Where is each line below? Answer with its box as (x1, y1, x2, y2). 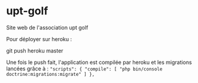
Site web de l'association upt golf (6, 24, 89, 31)
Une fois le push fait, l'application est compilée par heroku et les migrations (6, 59, 193, 66)
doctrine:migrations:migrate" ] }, (6, 71, 95, 77)
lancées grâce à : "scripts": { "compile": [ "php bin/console (6, 64, 163, 72)
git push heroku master (6, 47, 64, 54)
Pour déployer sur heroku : (6, 35, 72, 42)
